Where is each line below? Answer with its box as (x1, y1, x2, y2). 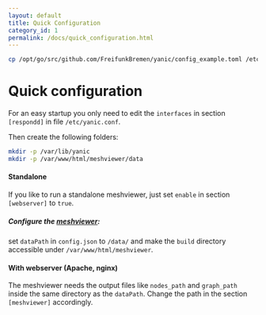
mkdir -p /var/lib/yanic (8, 148, 90, 156)
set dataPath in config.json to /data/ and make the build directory (8, 236, 226, 246)
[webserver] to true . (8, 198, 74, 208)
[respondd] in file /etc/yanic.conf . (8, 117, 121, 127)
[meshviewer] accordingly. (8, 298, 93, 307)
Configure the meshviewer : (8, 216, 101, 226)
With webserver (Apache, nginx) (8, 263, 119, 272)
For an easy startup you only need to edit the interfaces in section (8, 109, 226, 118)
